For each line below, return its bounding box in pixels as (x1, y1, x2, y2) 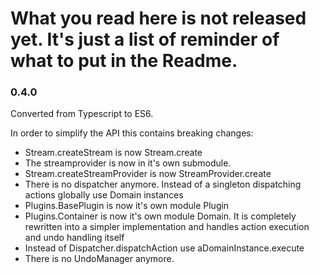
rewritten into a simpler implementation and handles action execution (24, 221, 310, 233)
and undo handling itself (24, 232, 125, 244)
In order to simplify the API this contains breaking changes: (10, 127, 254, 139)
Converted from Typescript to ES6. (10, 108, 154, 120)
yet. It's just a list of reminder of (10, 28, 280, 51)
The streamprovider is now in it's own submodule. (24, 157, 232, 169)
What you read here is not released (10, 7, 307, 30)
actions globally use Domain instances (24, 189, 184, 201)
